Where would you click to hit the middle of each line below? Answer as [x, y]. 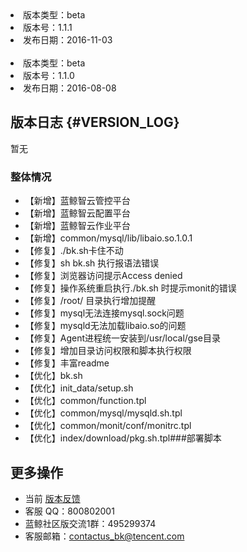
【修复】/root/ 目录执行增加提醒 [90, 301]
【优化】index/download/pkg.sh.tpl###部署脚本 [123, 438]
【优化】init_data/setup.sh [79, 388]
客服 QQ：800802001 [69, 511]
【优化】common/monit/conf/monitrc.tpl [108, 426]
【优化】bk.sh [53, 376]
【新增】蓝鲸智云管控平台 [77, 201]
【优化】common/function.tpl [85, 401]
